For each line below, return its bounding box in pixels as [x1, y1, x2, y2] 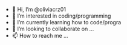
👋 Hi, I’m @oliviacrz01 [11, 6, 67, 13]
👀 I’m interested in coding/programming [11, 12, 111, 19]
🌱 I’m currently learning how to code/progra [11, 19, 122, 26]
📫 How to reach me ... [11, 32, 68, 39]
